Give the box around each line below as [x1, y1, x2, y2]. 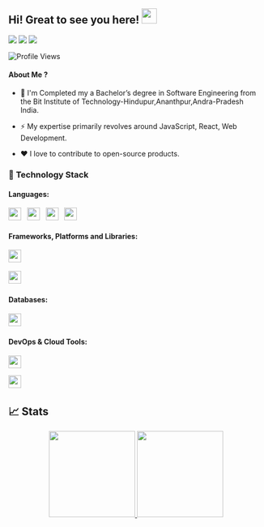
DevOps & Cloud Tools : [8, 337, 87, 347]
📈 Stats [8, 405, 49, 418]
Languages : [8, 189, 50, 199]
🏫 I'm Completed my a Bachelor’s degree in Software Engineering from [19, 88, 257, 98]
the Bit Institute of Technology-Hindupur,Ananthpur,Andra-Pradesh [19, 96, 245, 106]
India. [19, 105, 39, 115]
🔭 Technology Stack [8, 169, 89, 180]
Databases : [8, 294, 49, 304]
